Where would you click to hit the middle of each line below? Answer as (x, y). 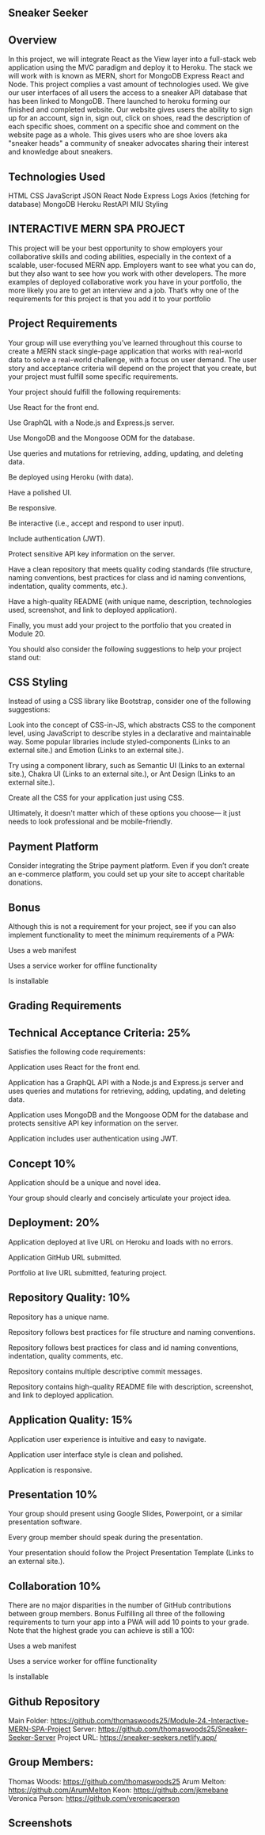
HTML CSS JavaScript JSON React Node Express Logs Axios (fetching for (129, 196)
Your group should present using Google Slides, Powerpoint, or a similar (125, 1514)
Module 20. (27, 633)
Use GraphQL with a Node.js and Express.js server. (91, 422)
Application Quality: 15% (70, 1420)
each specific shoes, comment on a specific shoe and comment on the (124, 127)
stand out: (25, 657)
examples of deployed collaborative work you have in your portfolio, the (125, 281)
